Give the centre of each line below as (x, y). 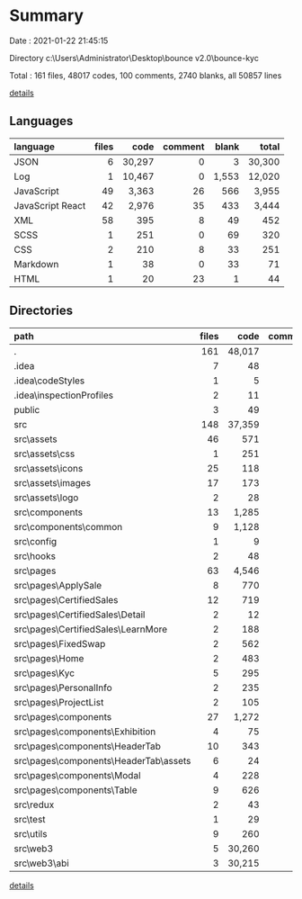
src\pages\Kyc (44, 673)
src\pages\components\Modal (77, 775)
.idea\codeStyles (49, 381)
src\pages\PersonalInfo (63, 688)
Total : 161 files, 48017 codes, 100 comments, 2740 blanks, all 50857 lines (146, 75)
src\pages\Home (49, 658)
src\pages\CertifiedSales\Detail (80, 615)
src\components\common (68, 526)
